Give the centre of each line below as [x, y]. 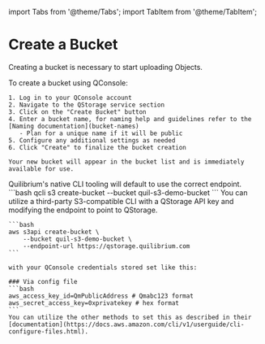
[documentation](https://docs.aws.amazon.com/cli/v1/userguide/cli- [126, 324]
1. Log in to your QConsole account [70, 98]
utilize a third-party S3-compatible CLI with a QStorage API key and [121, 201]
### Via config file [43, 281]
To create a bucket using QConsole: [68, 83]
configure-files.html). [49, 331]
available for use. [41, 169]
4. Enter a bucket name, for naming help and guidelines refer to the [130, 119]
